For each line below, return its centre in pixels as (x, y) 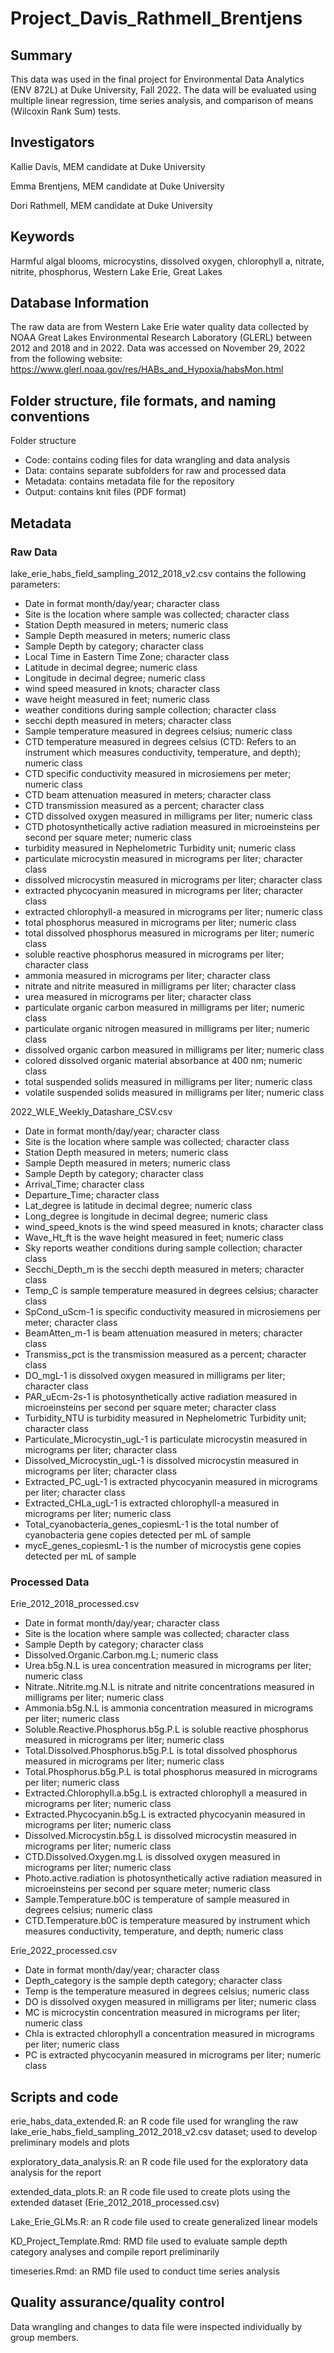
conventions (50, 416)
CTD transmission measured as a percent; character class (144, 805)
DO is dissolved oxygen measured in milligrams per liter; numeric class (170, 2002)
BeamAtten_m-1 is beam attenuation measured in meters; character (163, 1333)
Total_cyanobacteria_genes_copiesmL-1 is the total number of (152, 1524)
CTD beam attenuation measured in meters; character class (148, 794)
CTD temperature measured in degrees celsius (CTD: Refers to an (160, 741)
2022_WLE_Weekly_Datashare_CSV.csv (91, 1111)
